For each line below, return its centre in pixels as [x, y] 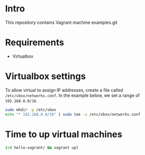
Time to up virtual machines [64, 134]
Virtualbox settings [46, 76]
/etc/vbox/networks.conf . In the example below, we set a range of [72, 95]
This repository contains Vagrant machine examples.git [61, 22]
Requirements [35, 42]
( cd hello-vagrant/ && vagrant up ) [42, 148]
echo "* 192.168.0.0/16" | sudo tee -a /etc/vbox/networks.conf [73, 114]
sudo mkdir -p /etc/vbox [31, 110]
